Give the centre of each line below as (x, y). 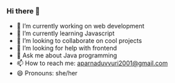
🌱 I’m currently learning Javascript (65, 33)
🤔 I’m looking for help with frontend (66, 48)
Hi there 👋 (24, 11)
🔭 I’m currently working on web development (80, 26)
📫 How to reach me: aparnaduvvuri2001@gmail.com (92, 63)
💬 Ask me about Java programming (67, 55)
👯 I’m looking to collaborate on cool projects (79, 41)
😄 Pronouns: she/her (47, 73)
